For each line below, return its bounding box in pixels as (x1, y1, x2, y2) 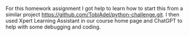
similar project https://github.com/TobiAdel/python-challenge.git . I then (5, 11, 180, 18)
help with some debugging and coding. (5, 23, 101, 30)
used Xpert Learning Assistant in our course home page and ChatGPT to (5, 17, 183, 24)
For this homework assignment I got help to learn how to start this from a (5, 5, 183, 12)
